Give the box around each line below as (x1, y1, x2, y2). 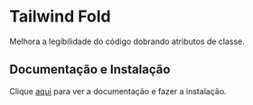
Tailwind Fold (9, 6, 111, 27)
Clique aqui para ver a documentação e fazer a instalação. (9, 85, 228, 96)
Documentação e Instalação (9, 62, 171, 77)
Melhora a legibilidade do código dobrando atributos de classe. (9, 36, 246, 47)
